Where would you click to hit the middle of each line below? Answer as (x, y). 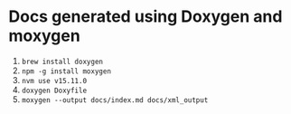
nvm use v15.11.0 (54, 81)
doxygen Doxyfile (54, 90)
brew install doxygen (62, 62)
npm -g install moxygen (66, 71)
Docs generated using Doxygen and (145, 17)
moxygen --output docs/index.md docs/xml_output (115, 100)
